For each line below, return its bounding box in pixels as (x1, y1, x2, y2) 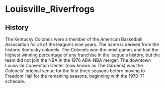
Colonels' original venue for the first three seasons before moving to (5, 68, 145, 74)
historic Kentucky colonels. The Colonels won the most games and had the (5, 47, 159, 52)
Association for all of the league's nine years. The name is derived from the (5, 42, 159, 47)
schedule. (5, 78, 26, 84)
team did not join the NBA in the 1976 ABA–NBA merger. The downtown (5, 57, 151, 63)
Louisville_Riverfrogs (5, 3, 95, 15)
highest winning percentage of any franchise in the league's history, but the (5, 52, 161, 58)
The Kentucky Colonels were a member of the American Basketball (5, 36, 143, 42)
